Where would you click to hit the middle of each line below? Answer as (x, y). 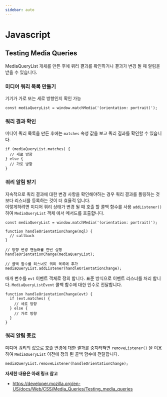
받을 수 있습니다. (21, 72)
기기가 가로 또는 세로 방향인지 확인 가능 (43, 98)
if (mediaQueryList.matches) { (38, 149)
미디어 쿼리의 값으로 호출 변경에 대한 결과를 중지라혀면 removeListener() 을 (79, 348)
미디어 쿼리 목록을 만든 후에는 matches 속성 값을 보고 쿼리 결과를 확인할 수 (77, 133)
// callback (22, 236)
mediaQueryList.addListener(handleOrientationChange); (63, 268)
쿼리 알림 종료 (21, 336)
